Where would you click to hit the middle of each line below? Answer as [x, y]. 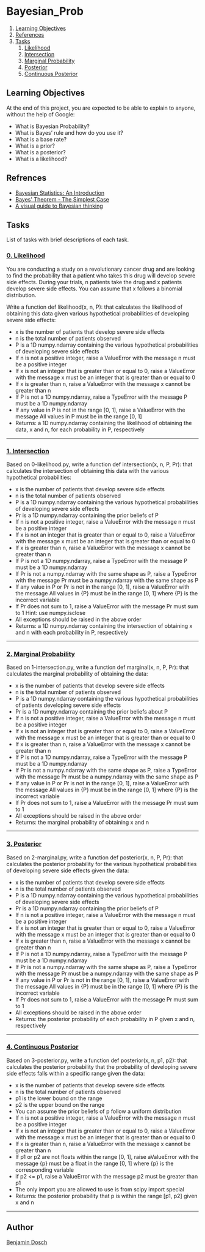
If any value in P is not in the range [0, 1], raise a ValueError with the [100, 410]
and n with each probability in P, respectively [71, 632]
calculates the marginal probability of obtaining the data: [77, 674]
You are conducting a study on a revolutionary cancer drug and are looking [101, 269]
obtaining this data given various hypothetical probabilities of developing [98, 313]
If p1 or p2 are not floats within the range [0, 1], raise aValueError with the [107, 1156]
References [30, 34]
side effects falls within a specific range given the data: [76, 1073]
